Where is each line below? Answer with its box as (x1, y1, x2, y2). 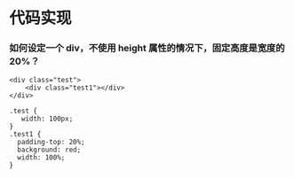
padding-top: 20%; (17, 138, 86, 147)
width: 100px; (20, 114, 74, 124)
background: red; (17, 145, 82, 155)
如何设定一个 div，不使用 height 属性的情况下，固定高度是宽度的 (9, 42, 286, 54)
